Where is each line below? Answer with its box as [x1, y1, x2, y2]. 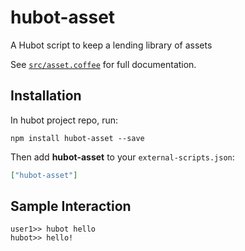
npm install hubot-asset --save [10, 133, 145, 143]
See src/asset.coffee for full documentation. [10, 58, 197, 70]
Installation [10, 87, 82, 105]
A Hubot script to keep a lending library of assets [10, 39, 213, 51]
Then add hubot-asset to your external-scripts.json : [10, 151, 235, 163]
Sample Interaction [10, 198, 132, 215]
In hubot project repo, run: [10, 114, 119, 126]
